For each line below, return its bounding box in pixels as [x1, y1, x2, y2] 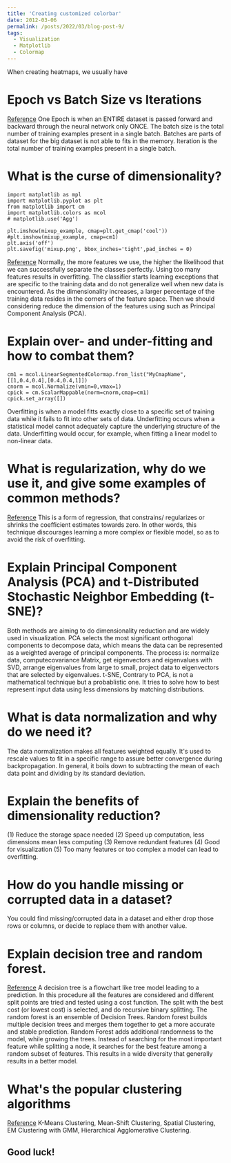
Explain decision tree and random [7, 946, 203, 962]
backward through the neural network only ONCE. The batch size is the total [7, 122, 224, 130]
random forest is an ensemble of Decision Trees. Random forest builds [7, 1013, 208, 1021]
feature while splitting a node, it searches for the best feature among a [7, 1042, 208, 1051]
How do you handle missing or [7, 877, 184, 893]
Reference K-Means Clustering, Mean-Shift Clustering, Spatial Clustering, [7, 1119, 216, 1127]
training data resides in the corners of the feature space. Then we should [7, 295, 215, 303]
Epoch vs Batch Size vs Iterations [7, 92, 202, 108]
